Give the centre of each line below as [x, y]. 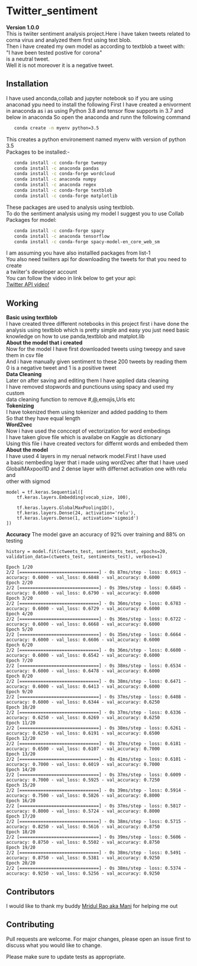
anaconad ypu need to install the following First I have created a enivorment [98, 104]
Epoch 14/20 [21, 770]
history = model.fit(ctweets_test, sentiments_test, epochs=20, [87, 552]
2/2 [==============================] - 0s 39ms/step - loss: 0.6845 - [96, 588]
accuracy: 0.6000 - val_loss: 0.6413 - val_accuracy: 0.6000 [83, 687]
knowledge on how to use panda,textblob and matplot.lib [75, 336]
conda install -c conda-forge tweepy [61, 163]
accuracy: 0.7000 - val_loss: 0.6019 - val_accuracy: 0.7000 [83, 765]
